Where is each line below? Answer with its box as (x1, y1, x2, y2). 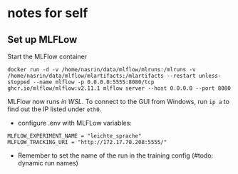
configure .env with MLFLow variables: (17, 119, 132, 127)
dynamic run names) (17, 159, 78, 167)
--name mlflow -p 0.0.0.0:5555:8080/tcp (33, 78, 155, 86)
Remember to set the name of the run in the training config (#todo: (17, 151, 214, 160)
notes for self (7, 5, 88, 21)
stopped (7, 78, 31, 86)
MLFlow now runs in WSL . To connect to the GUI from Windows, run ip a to (7, 98, 230, 106)
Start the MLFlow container (7, 52, 88, 61)
